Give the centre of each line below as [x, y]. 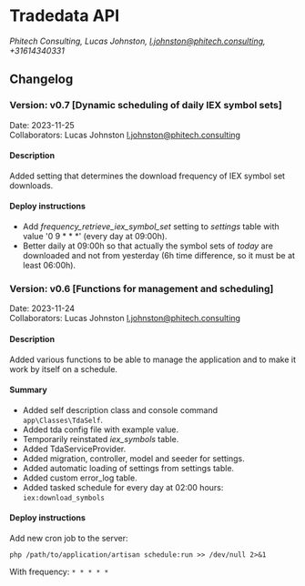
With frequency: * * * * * [59, 571]
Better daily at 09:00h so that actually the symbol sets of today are [147, 246]
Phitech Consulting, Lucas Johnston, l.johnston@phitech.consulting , [137, 41]
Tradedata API [65, 16]
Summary [28, 390]
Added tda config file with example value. [101, 429]
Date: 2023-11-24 [42, 308]
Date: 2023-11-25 [42, 125]
